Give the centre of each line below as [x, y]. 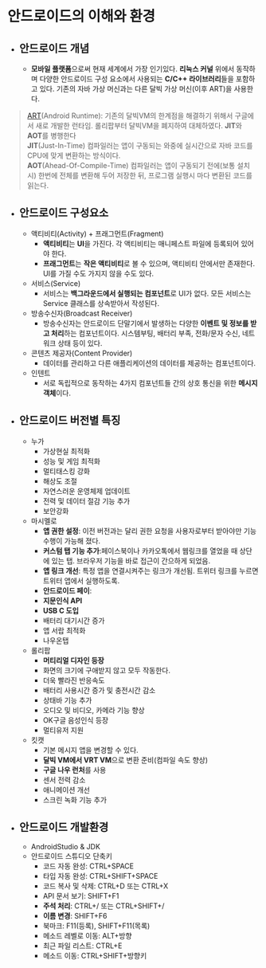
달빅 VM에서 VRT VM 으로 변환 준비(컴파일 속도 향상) [125, 760]
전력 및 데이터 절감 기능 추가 [86, 501]
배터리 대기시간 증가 [74, 620]
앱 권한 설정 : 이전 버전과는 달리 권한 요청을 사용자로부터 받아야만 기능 [149, 531]
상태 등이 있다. [80, 343]
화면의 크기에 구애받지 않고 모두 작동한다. [106, 670]
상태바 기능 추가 [67, 700]
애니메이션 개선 [66, 790]
